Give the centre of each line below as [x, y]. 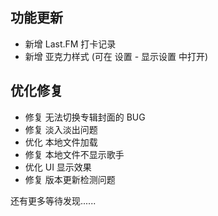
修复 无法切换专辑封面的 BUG [85, 117]
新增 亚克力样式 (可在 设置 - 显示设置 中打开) [116, 56]
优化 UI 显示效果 [58, 167]
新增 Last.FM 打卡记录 [70, 44]
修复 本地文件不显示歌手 [74, 154]
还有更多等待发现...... [53, 200]
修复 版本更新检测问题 [70, 179]
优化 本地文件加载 [61, 142]
